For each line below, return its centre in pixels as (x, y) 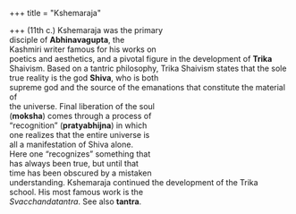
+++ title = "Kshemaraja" (55, 13)
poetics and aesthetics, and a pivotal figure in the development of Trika (141, 59)
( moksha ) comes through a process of (80, 116)
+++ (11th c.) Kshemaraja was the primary (86, 30)
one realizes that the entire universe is (80, 135)
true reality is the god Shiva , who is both (84, 78)
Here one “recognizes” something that (80, 154)
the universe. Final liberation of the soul (82, 106)
